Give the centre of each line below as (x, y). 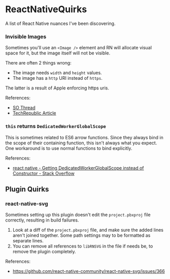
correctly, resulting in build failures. (42, 220)
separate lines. (28, 241)
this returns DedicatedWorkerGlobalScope (56, 127)
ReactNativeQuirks (46, 9)
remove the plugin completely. (44, 252)
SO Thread (24, 108)
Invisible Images (26, 37)
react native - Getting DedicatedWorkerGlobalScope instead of (78, 168)
